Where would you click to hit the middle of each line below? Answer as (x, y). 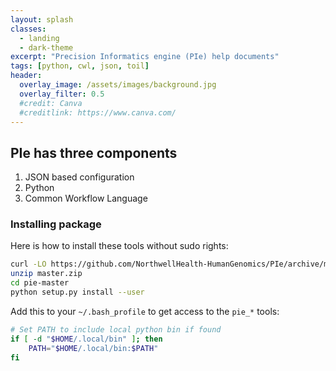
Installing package (56, 224)
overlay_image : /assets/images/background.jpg (118, 85)
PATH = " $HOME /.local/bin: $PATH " (93, 348)
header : (26, 76)
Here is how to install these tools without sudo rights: (119, 246)
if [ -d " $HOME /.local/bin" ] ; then (86, 339)
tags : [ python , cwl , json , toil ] (80, 66)
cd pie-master (40, 283)
